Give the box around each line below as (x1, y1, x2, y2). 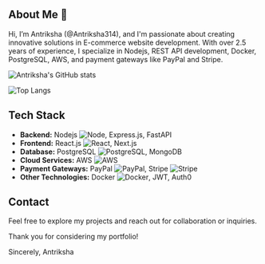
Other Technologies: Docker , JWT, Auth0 (19, 172, 192, 182)
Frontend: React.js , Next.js (19, 138, 137, 148)
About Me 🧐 (8, 8, 68, 22)
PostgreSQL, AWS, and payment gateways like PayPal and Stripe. (8, 54, 223, 64)
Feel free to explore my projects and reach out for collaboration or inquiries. (8, 216, 258, 226)
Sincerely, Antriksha (8, 247, 74, 257)
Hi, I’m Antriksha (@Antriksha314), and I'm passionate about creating (8, 29, 235, 38)
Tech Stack (8, 108, 65, 122)
